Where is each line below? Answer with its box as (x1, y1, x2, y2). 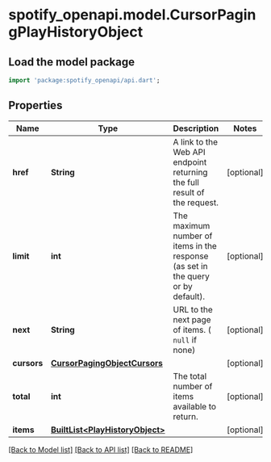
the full (173, 176, 199, 187)
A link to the (173, 136, 219, 147)
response (173, 250, 209, 262)
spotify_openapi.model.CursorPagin (8, 6, 256, 24)
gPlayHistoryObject (8, 23, 144, 41)
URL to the (173, 304, 214, 315)
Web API (173, 146, 206, 157)
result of (173, 187, 205, 198)
